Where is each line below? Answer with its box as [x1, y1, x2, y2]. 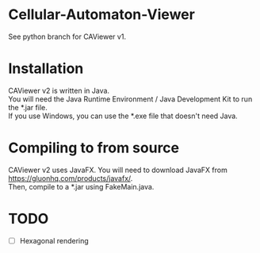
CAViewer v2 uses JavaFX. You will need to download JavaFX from [8, 165, 227, 174]
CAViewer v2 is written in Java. [8, 86, 109, 95]
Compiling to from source [8, 139, 180, 157]
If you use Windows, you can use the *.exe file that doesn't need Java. [8, 111, 238, 121]
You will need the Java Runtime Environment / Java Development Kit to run [8, 94, 253, 104]
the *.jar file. [8, 102, 48, 112]
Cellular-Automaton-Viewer [8, 6, 196, 24]
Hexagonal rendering [19, 236, 89, 245]
